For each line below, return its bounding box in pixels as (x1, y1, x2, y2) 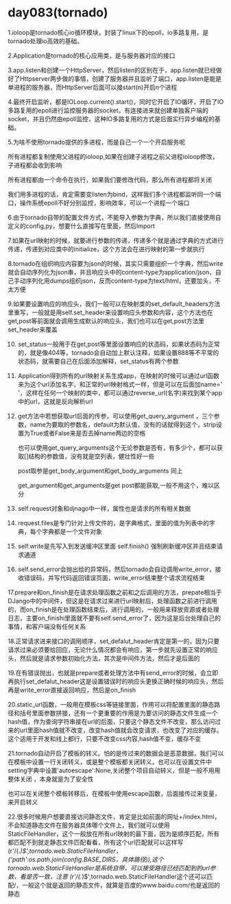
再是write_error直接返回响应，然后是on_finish (8, 686, 136, 694)
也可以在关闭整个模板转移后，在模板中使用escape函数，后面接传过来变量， (8, 789, 221, 797)
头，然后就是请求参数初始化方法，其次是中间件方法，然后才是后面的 (8, 654, 200, 662)
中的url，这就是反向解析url (17, 397, 93, 405)
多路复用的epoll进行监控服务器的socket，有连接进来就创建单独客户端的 (8, 106, 208, 114)
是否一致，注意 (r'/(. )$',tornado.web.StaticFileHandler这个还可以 (25, 872, 207, 881)
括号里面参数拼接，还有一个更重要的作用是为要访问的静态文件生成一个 (19, 709, 218, 717)
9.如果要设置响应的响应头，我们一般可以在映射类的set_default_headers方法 (8, 299, 221, 307)
